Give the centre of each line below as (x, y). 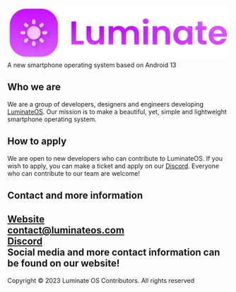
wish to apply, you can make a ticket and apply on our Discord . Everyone (113, 166)
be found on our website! (64, 263)
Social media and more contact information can (114, 253)
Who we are (34, 87)
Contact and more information (75, 196)
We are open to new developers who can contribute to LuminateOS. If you (115, 158)
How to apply (37, 141)
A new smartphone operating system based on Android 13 (92, 65)
